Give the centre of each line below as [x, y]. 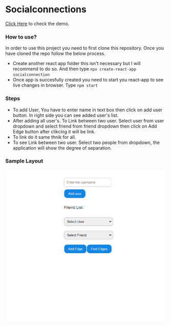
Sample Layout [24, 161]
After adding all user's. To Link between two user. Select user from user [88, 120]
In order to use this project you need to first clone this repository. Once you [84, 48]
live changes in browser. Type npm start [55, 85]
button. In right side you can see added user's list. [66, 115]
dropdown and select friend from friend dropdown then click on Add [85, 126]
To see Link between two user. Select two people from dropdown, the [86, 142]
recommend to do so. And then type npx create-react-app [74, 69]
